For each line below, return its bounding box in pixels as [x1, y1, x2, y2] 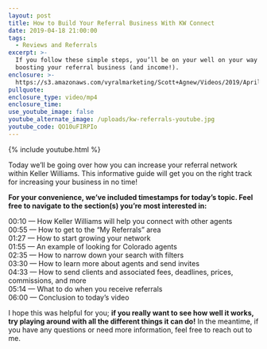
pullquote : [8, 85, 44, 94]
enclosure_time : [8, 100, 62, 108]
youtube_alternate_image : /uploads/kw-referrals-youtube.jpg [8, 116, 215, 124]
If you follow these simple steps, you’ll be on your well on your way [15, 57, 258, 65]
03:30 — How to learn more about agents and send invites [8, 258, 200, 268]
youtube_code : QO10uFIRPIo [8, 123, 98, 131]
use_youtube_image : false [8, 108, 94, 116]
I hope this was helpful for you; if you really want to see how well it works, [8, 308, 254, 317]
